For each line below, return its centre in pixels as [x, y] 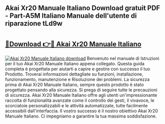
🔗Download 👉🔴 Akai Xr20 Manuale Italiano [73, 44]
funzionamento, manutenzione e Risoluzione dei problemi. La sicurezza [78, 79]
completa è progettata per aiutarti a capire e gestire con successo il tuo [78, 69]
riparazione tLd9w [34, 23]
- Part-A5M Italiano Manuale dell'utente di [71, 16]
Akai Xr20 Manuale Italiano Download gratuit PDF [82, 8]
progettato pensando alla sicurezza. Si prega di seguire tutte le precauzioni [81, 90]
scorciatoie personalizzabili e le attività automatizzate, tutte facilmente [76, 105]
